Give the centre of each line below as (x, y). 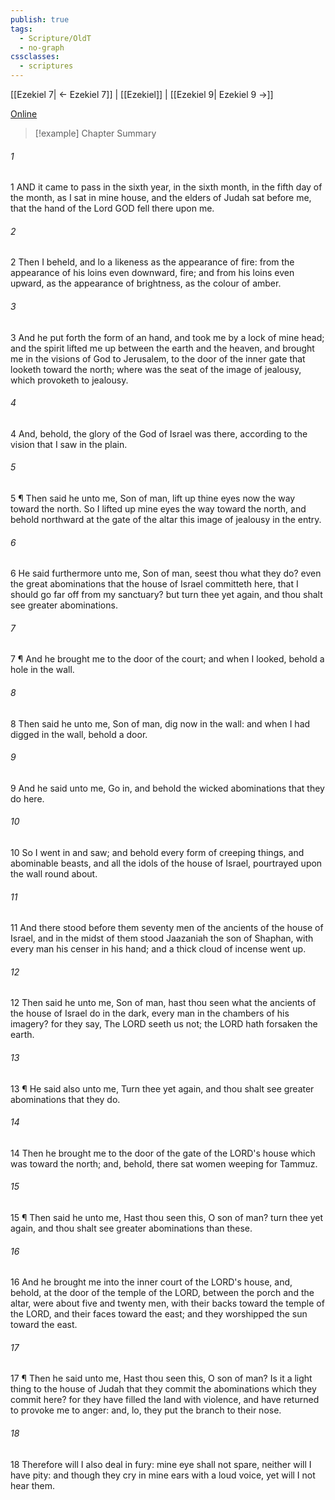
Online (24, 114)
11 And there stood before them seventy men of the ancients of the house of (167, 928)
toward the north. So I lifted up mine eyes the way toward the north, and (158, 509)
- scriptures (46, 66)
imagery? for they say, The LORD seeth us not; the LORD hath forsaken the (164, 1024)
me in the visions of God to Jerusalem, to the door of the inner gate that (158, 358)
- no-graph (42, 47)
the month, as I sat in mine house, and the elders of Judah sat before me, (161, 198)
